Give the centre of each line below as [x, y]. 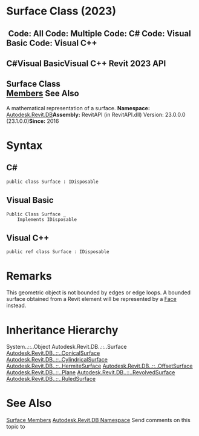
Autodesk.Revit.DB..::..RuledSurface [51, 379]
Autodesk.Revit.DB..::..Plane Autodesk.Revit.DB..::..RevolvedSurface [91, 372]
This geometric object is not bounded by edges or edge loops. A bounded [99, 292]
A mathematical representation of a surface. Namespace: [78, 108]
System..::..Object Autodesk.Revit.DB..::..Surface [67, 347]
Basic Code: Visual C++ [52, 43]
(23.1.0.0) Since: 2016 [33, 121]
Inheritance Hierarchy [62, 330]
